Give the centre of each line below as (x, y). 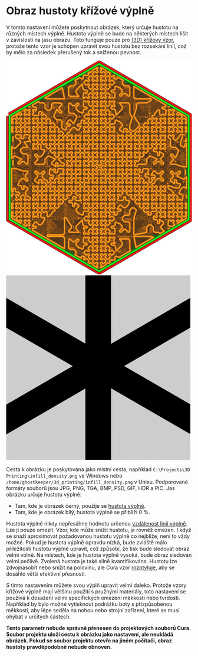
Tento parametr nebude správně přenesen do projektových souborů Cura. (99, 628)
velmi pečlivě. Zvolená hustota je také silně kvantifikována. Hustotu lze (92, 561)
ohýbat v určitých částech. (38, 616)
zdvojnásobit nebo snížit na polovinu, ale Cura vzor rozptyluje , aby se (90, 567)
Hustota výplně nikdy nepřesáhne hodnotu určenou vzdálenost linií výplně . (97, 523)
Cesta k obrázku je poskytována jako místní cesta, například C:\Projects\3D (98, 469)
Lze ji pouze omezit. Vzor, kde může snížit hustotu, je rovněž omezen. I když (99, 530)
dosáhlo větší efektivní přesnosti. (46, 573)
